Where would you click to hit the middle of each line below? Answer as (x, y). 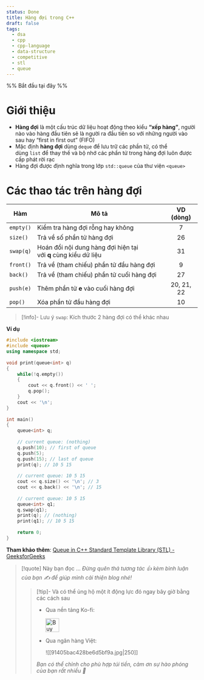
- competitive (29, 57)
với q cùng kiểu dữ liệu (70, 255)
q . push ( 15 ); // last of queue (56, 459)
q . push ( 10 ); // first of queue (57, 448)
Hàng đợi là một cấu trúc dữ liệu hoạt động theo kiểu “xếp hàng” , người (105, 127)
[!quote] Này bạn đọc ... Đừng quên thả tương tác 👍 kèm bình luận (105, 568)
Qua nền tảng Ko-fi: (70, 609)
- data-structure (34, 52)
